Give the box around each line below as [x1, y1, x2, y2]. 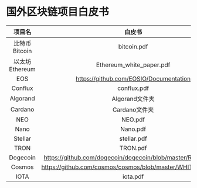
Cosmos [11, 163, 34, 171]
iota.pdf [122, 172, 144, 180]
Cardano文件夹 [112, 106, 154, 114]
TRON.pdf [119, 144, 148, 152]
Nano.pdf [120, 125, 147, 133]
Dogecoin [9, 153, 36, 161]
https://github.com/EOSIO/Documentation [76, 74, 191, 82]
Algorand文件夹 [111, 95, 155, 103]
